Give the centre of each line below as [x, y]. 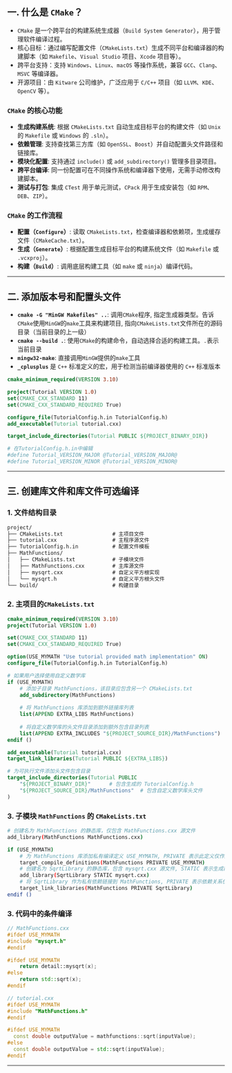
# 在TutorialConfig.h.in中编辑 [50, 449]
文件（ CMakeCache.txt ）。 [52, 240]
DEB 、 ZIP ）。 [34, 196]
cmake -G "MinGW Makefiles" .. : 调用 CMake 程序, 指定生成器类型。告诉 [116, 315]
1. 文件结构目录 [32, 513]
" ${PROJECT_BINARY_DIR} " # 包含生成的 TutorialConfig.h [107, 784]
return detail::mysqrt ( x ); [58, 967]
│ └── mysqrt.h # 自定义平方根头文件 [86, 579]
